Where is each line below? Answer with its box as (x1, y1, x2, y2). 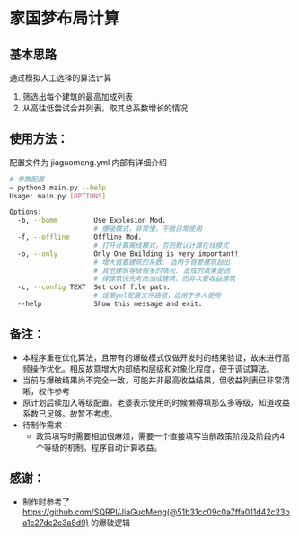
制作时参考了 (22, 496, 70, 507)
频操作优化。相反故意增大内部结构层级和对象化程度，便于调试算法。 (22, 363, 275, 373)
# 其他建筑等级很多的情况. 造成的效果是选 (93, 266, 231, 275)
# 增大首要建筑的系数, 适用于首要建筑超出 (93, 258, 231, 267)
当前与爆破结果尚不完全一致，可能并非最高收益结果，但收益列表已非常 (22, 374, 283, 385)
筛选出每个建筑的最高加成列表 (22, 92, 133, 101)
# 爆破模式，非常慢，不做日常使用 (93, 224, 203, 233)
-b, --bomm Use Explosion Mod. (17, 216, 167, 225)
